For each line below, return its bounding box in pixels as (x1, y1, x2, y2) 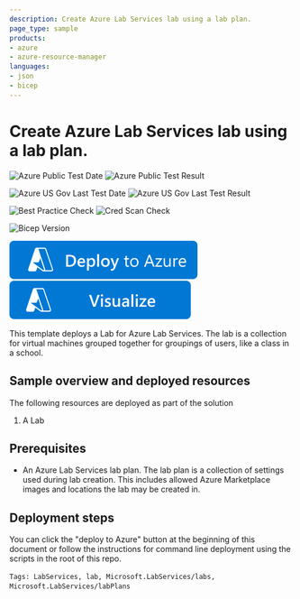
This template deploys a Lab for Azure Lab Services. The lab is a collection (9, 327, 286, 338)
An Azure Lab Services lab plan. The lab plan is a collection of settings (22, 465, 285, 475)
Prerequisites (9, 440, 86, 456)
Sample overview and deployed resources (9, 373, 250, 389)
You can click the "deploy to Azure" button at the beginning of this (9, 534, 255, 545)
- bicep (9, 81, 39, 90)
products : (9, 33, 47, 42)
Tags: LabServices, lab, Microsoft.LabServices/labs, (9, 573, 216, 582)
